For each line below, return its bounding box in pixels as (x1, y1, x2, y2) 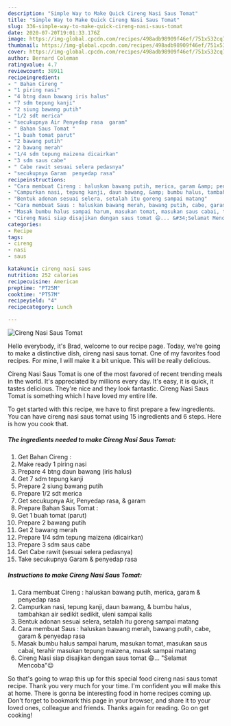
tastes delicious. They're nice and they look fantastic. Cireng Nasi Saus (8, 384, 209, 393)
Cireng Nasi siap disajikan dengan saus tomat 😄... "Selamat (17, 654, 187, 662)
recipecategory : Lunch (8, 304, 73, 311)
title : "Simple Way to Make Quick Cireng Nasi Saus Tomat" (8, 16, 180, 23)
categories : (8, 221, 42, 228)
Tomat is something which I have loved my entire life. (8, 392, 158, 399)
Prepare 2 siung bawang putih (17, 482, 104, 490)
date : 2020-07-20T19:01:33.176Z (8, 29, 100, 36)
